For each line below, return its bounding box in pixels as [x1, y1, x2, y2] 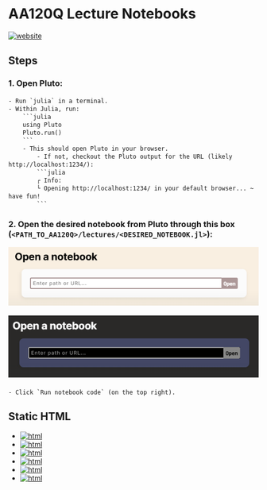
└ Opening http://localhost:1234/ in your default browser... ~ [37, 184, 254, 192]
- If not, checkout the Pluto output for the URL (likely [37, 152, 233, 160]
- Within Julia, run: [8, 105, 80, 113]
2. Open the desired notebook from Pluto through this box [8, 218, 235, 230]
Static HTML [8, 410, 72, 423]
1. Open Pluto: [8, 78, 64, 89]
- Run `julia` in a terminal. [8, 97, 109, 105]
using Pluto [22, 121, 62, 129]
